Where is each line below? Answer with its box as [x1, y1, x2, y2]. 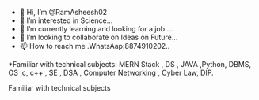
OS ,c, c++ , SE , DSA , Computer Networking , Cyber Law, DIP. [8, 68, 214, 77]
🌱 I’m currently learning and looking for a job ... [19, 24, 173, 33]
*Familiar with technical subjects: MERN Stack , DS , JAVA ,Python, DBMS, [8, 60, 252, 69]
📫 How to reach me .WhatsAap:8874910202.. [19, 42, 170, 50]
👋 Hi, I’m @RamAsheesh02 [19, 8, 108, 17]
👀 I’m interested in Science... [19, 16, 113, 25]
